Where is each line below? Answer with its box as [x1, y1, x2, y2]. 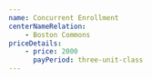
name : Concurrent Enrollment [8, 13, 119, 23]
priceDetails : [8, 38, 63, 48]
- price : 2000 [25, 47, 78, 56]
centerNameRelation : [8, 22, 87, 31]
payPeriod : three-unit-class [32, 55, 144, 64]
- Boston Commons [25, 30, 91, 39]
